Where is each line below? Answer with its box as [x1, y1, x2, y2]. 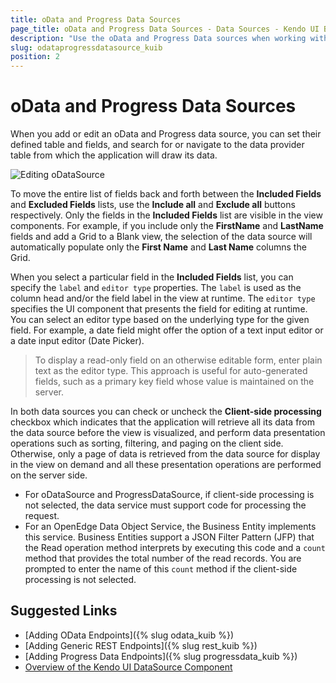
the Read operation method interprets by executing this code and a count [24, 542, 326, 554]
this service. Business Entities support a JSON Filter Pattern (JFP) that [24, 531, 315, 543]
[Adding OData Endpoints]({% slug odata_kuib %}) [24, 629, 235, 641]
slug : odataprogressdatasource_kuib [10, 42, 163, 53]
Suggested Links [10, 602, 118, 620]
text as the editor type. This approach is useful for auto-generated [34, 365, 308, 377]
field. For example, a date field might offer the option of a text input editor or [10, 324, 324, 336]
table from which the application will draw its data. [10, 149, 218, 161]
